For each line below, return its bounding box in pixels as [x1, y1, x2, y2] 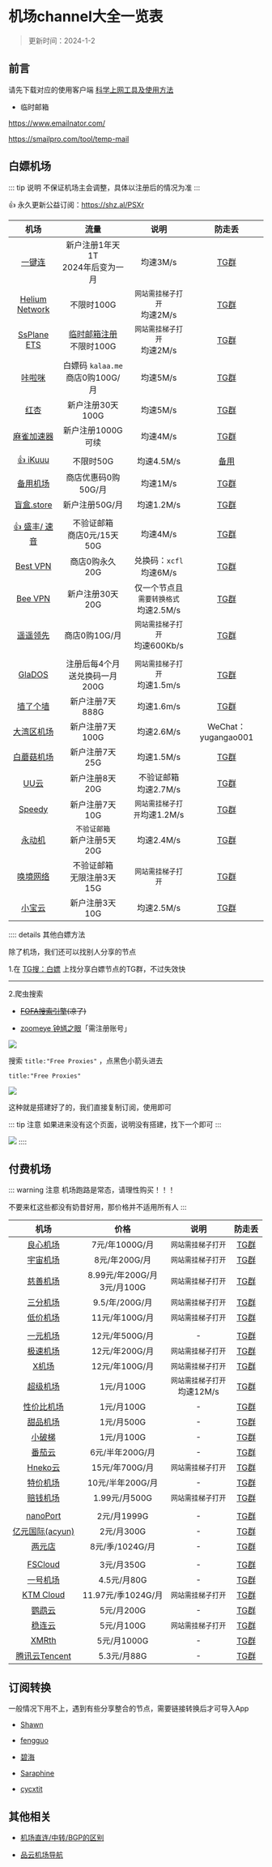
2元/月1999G [96, 1510, 149, 1522]
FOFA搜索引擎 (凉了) [19, 1006, 87, 1015]
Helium [19, 293, 47, 305]
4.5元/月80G [98, 1574, 147, 1586]
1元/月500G [100, 1416, 147, 1428]
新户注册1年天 [66, 239, 121, 250]
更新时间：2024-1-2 [28, 36, 96, 45]
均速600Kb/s [134, 639, 184, 651]
